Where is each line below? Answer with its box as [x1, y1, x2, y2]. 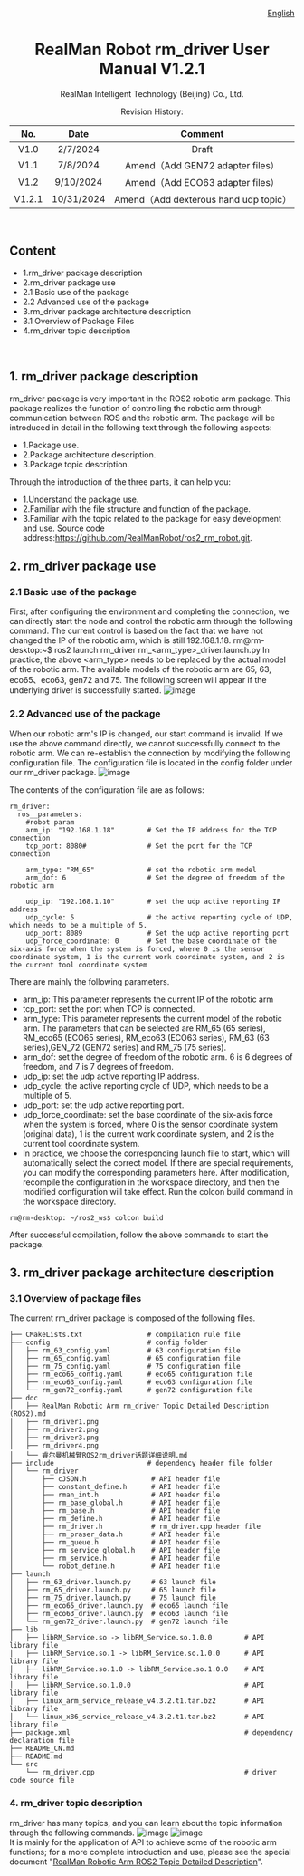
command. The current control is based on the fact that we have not [9, 625, 264, 637]
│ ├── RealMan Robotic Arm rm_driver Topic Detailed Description [9, 1401, 270, 1411]
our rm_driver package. [9, 766, 97, 777]
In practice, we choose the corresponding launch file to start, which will [22, 1148, 290, 1159]
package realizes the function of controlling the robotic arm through [9, 402, 262, 413]
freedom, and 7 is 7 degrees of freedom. [22, 1061, 174, 1072]
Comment [180, 127, 224, 139]
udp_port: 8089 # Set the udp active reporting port [25, 928, 290, 938]
